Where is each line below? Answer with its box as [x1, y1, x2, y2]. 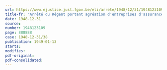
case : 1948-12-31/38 [5, 35, 48, 40]
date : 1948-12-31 [5, 16, 41, 21]
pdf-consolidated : [5, 58, 43, 63]
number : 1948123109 [5, 26, 46, 31]
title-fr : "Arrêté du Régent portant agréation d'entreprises [5, 12, 137, 17]
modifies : [5, 48, 26, 53]
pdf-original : [5, 53, 35, 58]
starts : [5, 44, 21, 49]
